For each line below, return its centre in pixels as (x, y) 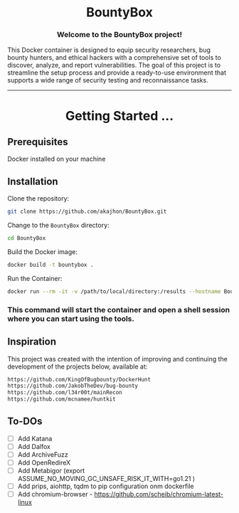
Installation (33, 181)
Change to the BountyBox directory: (58, 226)
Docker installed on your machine (57, 159)
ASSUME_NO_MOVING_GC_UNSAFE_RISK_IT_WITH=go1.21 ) (106, 479)
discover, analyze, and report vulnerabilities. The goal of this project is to (114, 65)
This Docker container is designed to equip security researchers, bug (109, 50)
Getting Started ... (119, 116)
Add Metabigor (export (51, 471)
